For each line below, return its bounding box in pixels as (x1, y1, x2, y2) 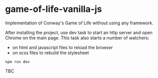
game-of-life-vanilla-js (5, 3, 102, 15)
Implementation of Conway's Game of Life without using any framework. (5, 20, 154, 26)
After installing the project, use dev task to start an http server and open (5, 29, 153, 35)
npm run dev (5, 59, 30, 64)
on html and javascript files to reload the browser (12, 44, 113, 50)
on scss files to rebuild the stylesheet (12, 50, 89, 56)
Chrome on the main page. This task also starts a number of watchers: (5, 35, 150, 41)
